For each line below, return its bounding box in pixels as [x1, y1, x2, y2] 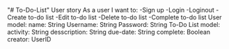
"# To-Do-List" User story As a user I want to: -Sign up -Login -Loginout [7, 6, 214, 14]
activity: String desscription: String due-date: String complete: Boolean [7, 28, 211, 36]
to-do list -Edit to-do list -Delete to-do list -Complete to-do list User [27, 13, 222, 21]
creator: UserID [7, 35, 52, 43]
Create [7, 13, 27, 21]
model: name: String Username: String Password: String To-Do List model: [7, 21, 221, 28]
